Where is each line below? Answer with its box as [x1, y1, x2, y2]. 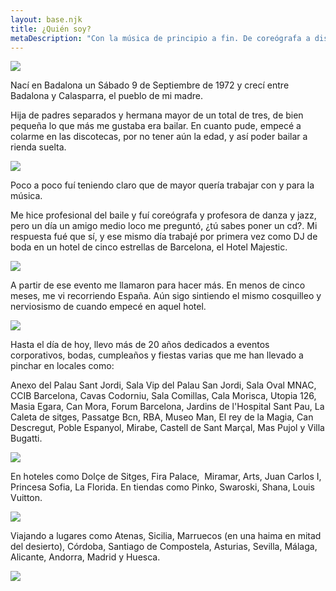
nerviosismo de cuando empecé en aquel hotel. [10, 301, 207, 313]
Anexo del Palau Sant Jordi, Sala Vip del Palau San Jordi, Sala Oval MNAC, [10, 379, 317, 391]
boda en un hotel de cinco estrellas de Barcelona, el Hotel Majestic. [10, 241, 288, 253]
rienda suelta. [10, 141, 67, 153]
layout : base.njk [10, 14, 83, 25]
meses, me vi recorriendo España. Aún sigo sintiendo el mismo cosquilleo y [10, 290, 322, 302]
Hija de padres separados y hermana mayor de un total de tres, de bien [10, 109, 304, 121]
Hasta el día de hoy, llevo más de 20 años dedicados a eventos [10, 339, 270, 351]
